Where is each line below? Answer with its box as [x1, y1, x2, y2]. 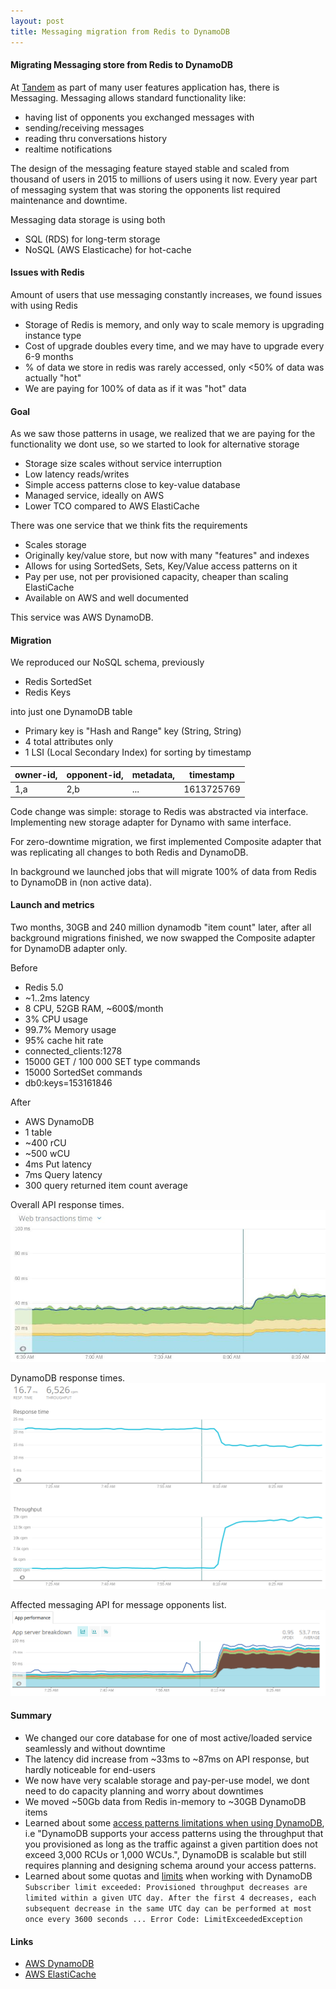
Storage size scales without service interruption [24, 458, 222, 470]
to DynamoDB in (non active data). [10, 876, 152, 888]
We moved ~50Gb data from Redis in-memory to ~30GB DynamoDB [24, 1796, 307, 1808]
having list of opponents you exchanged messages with [24, 111, 255, 123]
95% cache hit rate [24, 1034, 104, 1046]
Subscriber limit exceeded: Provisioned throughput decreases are [24, 1883, 308, 1893]
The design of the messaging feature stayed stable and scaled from [10, 162, 290, 174]
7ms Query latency [24, 1168, 103, 1180]
